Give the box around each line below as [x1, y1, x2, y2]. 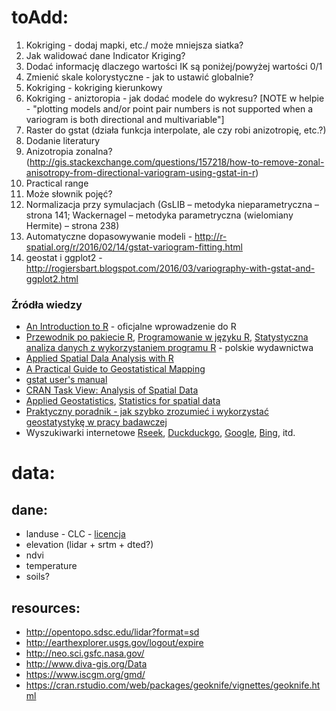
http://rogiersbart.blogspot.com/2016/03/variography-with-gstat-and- [25, 262, 316, 274]
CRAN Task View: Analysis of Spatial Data [25, 384, 199, 396]
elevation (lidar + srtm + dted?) [25, 539, 154, 551]
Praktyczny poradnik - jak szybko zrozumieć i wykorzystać [25, 406, 269, 418]
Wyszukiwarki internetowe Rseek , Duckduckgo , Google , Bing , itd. [25, 427, 296, 439]
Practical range [25, 177, 89, 189]
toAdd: [11, 6, 69, 29]
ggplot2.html [25, 272, 79, 285]
